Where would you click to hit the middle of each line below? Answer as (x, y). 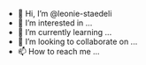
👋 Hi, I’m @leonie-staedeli (65, 14)
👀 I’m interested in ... (55, 23)
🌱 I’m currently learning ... (65, 32)
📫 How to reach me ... (58, 51)
